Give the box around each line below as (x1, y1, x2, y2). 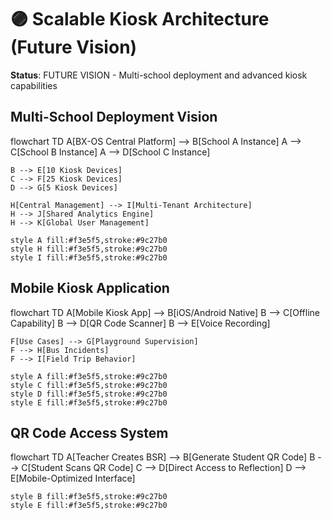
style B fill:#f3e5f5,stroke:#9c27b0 (10, 492, 168, 502)
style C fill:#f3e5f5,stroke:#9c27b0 (10, 380, 168, 390)
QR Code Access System (10, 424, 169, 441)
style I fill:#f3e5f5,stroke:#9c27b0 (10, 252, 168, 263)
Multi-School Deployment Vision (10, 109, 218, 126)
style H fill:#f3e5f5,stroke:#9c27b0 (10, 244, 168, 254)
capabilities (10, 79, 58, 91)
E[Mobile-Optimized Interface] (10, 472, 136, 485)
